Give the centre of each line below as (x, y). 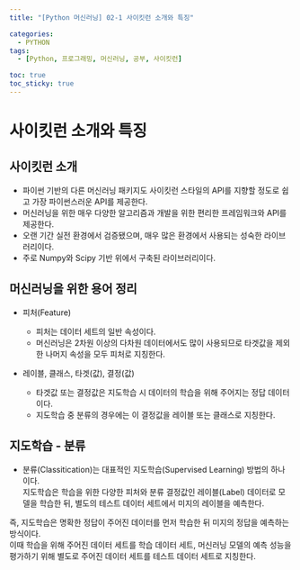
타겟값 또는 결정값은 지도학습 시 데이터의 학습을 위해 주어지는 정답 (151, 392)
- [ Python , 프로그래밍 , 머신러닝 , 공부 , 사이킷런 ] (100, 59)
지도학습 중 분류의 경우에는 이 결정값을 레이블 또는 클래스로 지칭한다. (155, 414)
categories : (31, 34)
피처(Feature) (47, 312)
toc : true (28, 76)
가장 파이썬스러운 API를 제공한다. (90, 201)
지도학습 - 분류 (48, 446)
